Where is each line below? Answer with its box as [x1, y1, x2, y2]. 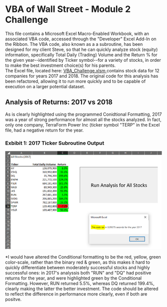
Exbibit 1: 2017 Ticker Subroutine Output [5, 140, 104, 147]
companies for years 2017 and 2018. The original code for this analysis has [5, 73, 159, 79]
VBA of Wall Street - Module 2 [5, 3, 131, 15]
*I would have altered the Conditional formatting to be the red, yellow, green [5, 254, 162, 260]
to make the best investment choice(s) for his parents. [5, 62, 116, 68]
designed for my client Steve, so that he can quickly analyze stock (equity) [5, 46, 158, 52]
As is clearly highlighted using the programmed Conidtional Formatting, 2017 [5, 111, 163, 117]
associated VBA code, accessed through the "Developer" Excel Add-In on [5, 36, 157, 42]
